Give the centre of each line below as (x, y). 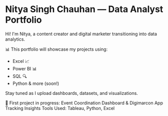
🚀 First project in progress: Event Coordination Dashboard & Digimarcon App (84, 103)
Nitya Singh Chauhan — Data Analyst (84, 9)
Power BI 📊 (25, 68)
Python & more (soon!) (36, 83)
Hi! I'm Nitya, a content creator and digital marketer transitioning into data (81, 34)
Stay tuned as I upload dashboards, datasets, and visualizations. (72, 93)
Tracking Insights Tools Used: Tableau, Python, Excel (60, 108)
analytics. (15, 39)
